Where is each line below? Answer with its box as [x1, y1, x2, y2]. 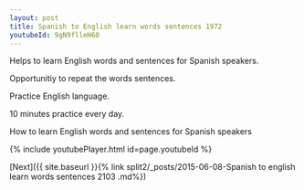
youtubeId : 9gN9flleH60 [9, 30, 100, 39]
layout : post [9, 13, 59, 23]
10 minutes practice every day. [9, 109, 125, 120]
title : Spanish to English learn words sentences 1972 [9, 22, 223, 31]
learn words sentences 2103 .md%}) [9, 171, 147, 183]
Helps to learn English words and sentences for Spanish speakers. [9, 56, 259, 67]
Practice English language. [9, 90, 110, 101]
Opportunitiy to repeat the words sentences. [9, 73, 176, 84]
